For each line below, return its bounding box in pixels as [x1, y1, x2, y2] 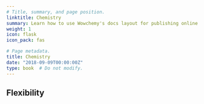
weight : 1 [6, 26, 32, 32]
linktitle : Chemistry [6, 15, 62, 21]
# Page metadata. [6, 48, 51, 55]
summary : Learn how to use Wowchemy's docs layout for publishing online [6, 20, 199, 26]
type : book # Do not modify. [6, 65, 84, 71]
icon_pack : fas [6, 37, 45, 43]
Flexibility [6, 88, 45, 98]
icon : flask [6, 32, 37, 38]
